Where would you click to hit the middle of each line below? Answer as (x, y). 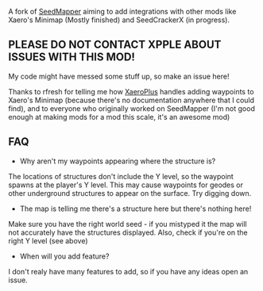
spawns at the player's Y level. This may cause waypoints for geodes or (126, 185)
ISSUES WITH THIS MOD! (72, 57)
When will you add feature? (64, 256)
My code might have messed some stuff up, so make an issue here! (119, 76)
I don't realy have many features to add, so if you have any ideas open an (128, 271)
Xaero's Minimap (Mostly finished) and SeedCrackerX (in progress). (119, 20)
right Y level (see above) (48, 240)
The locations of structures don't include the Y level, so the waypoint (121, 176)
